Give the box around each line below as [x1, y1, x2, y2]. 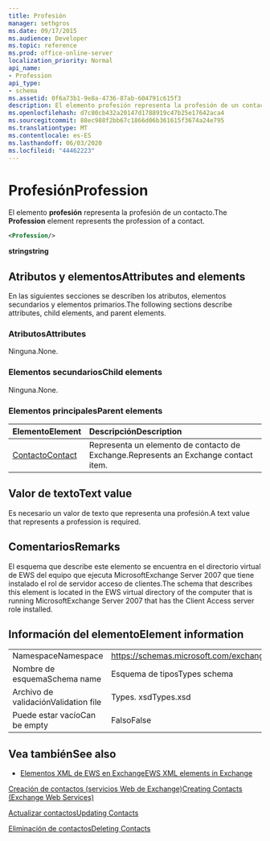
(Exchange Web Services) [8, 793, 95, 802]
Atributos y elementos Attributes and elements [8, 270, 246, 283]
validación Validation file [12, 697, 102, 708]
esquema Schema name [12, 674, 102, 685]
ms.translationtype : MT [8, 124, 88, 132]
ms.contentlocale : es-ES [8, 131, 92, 139]
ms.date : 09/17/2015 [8, 27, 78, 35]
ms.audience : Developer [8, 34, 88, 43]
